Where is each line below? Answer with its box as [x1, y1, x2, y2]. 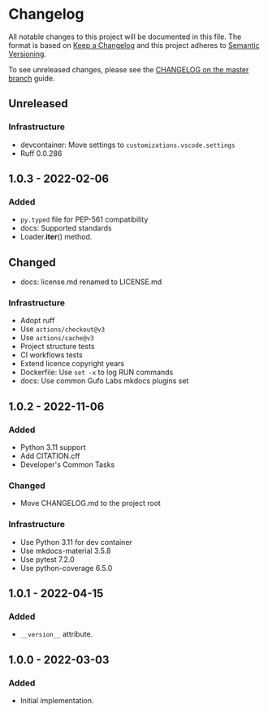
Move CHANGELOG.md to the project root [19, 499, 161, 508]
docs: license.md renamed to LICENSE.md [19, 277, 162, 287]
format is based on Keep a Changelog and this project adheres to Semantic [8, 40, 260, 50]
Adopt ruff [19, 316, 55, 326]
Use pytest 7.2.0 [19, 554, 75, 564]
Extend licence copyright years [19, 359, 124, 369]
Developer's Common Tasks [19, 460, 115, 469]
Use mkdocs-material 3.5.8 [19, 546, 111, 555]
